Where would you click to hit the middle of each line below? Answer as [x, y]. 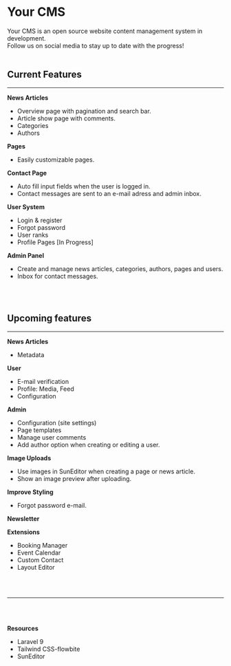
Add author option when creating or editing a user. [88, 444]
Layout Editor [36, 567]
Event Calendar [39, 552]
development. [26, 38]
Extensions [23, 532]
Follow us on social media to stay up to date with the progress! [96, 45]
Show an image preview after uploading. [74, 478]
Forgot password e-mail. [52, 505]
